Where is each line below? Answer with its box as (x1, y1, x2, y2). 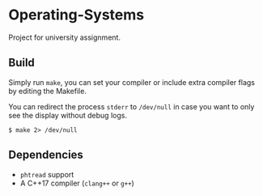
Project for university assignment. (8, 32, 121, 42)
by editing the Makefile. (8, 86, 87, 96)
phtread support (19, 169, 74, 179)
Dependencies (8, 148, 83, 162)
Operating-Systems (8, 6, 145, 24)
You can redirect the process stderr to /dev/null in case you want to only (8, 101, 255, 111)
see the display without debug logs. (8, 110, 128, 120)
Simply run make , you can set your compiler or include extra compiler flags (8, 77, 255, 87)
